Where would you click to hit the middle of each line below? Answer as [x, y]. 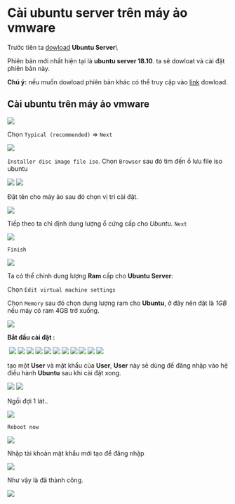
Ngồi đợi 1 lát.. [28, 401]
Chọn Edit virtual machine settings [61, 289]
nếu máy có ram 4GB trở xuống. [53, 310]
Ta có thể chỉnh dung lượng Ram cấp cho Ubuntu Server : [90, 276]
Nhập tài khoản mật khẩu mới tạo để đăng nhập [76, 453]
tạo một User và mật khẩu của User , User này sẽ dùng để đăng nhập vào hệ [117, 365]
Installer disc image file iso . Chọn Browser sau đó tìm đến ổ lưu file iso [115, 161]
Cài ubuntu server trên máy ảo [98, 13]
